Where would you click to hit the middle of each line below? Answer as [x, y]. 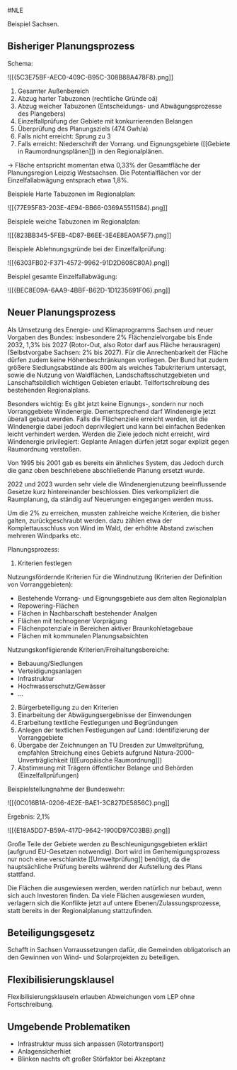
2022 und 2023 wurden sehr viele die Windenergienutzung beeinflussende [117, 484]
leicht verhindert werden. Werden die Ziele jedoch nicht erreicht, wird [109, 434]
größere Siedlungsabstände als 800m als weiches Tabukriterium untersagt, [117, 367]
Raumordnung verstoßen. [45, 449]
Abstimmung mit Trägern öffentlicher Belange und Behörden [105, 768]
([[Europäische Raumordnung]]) [116, 760]
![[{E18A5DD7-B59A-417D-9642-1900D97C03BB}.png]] [89, 830]
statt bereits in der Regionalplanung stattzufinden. [80, 910]
